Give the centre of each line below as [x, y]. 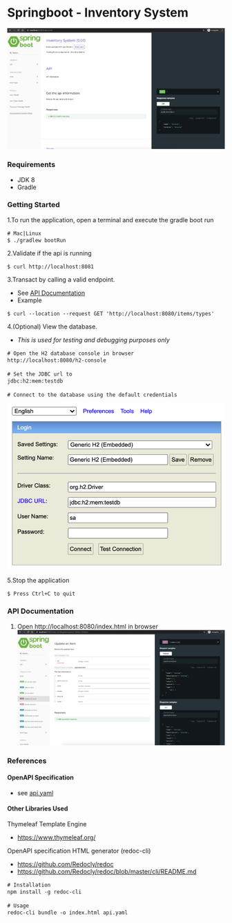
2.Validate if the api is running [49, 253]
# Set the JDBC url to [40, 374]
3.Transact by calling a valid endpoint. [61, 279]
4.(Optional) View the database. [52, 327]
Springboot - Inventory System [98, 13]
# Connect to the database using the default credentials [92, 395]
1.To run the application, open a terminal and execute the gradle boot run [110, 220]
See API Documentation [51, 293]
